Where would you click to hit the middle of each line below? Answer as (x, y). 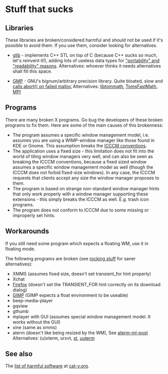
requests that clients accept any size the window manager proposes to (86, 178)
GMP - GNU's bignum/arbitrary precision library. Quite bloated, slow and (88, 81)
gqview (20, 306)
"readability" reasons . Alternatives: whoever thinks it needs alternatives (87, 66)
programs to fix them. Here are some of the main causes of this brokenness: (84, 125)
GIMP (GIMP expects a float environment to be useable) (70, 295)
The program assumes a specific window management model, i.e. (81, 135)
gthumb (21, 311)
